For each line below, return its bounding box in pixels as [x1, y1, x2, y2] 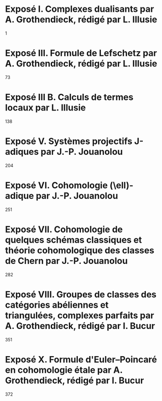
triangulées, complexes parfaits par [5, 310, 154, 321]
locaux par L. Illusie [5, 102, 86, 113]
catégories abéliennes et [5, 299, 109, 310]
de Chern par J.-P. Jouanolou [5, 255, 128, 266]
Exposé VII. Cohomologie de [5, 223, 123, 235]
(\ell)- [109, 180, 134, 191]
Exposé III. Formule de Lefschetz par [5, 48, 157, 59]
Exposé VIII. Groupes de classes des [5, 289, 157, 300]
